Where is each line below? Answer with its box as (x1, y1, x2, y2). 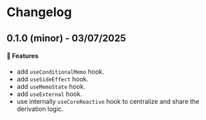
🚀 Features (6, 52, 39, 60)
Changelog (6, 4, 72, 20)
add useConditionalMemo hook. (16, 67, 104, 76)
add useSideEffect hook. (16, 74, 89, 83)
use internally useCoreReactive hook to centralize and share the (16, 97, 200, 105)
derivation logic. (16, 105, 64, 113)
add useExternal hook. (16, 89, 83, 98)
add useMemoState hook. (16, 82, 85, 91)
